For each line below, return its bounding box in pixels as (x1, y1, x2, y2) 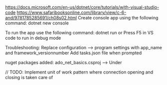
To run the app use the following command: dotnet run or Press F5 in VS (5, 30, 154, 35)
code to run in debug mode (5, 35, 61, 41)
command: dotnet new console (5, 20, 69, 26)
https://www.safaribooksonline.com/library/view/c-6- (16, 9, 127, 15)
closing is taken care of (5, 75, 53, 80)
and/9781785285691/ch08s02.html (5, 15, 77, 20)
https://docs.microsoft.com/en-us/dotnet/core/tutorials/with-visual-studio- (5, 4, 160, 10)
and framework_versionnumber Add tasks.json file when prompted (5, 50, 142, 56)
